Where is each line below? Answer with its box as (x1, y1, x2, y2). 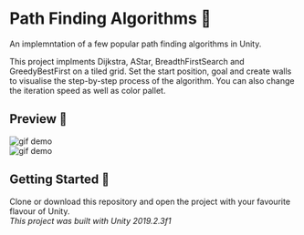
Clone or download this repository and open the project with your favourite (9, 196, 290, 207)
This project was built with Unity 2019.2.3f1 (9, 215, 172, 226)
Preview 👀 (9, 111, 68, 127)
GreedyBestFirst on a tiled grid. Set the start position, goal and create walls (9, 66, 292, 77)
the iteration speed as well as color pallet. (9, 85, 166, 96)
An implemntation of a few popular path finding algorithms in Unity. (9, 38, 262, 49)
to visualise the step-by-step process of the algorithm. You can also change (9, 75, 295, 86)
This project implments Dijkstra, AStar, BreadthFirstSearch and (9, 56, 245, 66)
